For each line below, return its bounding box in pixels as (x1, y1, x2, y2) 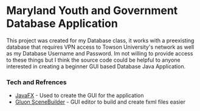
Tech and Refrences (6, 77, 67, 86)
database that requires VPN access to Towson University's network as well (6, 43, 195, 51)
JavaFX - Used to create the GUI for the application (15, 92, 144, 99)
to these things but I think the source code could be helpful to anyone (6, 56, 181, 63)
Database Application (6, 16, 119, 30)
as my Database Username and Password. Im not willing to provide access (6, 49, 193, 57)
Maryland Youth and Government (6, 4, 178, 18)
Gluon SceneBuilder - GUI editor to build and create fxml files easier (15, 98, 185, 106)
